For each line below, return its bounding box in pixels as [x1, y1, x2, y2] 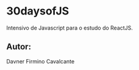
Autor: [6, 42, 32, 52]
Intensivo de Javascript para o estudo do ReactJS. [6, 24, 133, 31]
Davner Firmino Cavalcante [6, 57, 75, 65]
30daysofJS [6, 4, 69, 18]
